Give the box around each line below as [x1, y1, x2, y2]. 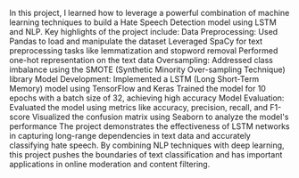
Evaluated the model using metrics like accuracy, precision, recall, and [9, 102, 269, 112]
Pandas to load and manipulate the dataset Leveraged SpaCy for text [9, 36, 263, 46]
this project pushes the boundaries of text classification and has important [9, 150, 283, 159]
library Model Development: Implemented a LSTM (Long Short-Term [9, 74, 260, 84]
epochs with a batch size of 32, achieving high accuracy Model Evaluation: [9, 93, 285, 103]
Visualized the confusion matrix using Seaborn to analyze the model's [31, 111, 289, 122]
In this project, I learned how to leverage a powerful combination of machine [9, 8, 290, 18]
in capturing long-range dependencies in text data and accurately [9, 131, 252, 141]
